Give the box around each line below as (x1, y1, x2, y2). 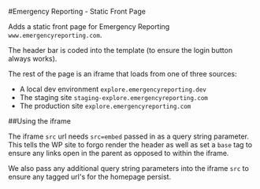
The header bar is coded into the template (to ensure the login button (8, 46, 233, 54)
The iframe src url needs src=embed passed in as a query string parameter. (8, 132, 250, 141)
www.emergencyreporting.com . (8, 31, 102, 39)
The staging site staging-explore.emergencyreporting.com (19, 93, 209, 102)
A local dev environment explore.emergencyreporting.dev (19, 84, 206, 94)
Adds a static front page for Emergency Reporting (8, 22, 170, 31)
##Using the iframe (8, 117, 71, 125)
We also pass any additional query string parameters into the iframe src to (8, 164, 250, 172)
